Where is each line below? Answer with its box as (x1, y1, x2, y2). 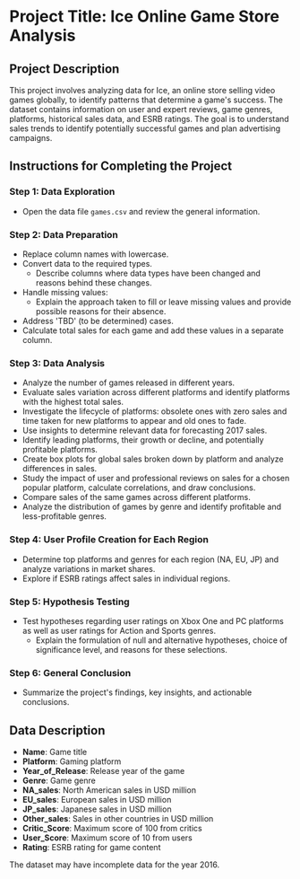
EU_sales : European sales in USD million (21, 794, 172, 804)
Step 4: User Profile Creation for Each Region (9, 533, 209, 546)
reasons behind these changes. (35, 277, 152, 288)
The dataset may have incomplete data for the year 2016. (9, 859, 220, 870)
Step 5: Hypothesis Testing (9, 595, 130, 608)
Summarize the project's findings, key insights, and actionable (21, 687, 253, 698)
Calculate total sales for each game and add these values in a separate (21, 325, 284, 336)
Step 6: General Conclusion (9, 666, 132, 679)
